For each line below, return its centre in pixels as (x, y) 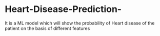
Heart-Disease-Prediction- (63, 9)
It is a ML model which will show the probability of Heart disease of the (80, 23)
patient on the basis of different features (47, 28)
